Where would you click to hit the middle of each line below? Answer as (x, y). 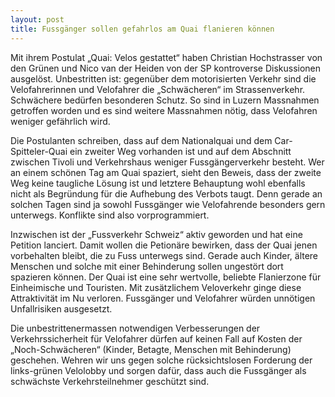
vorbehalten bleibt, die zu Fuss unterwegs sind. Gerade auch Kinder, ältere (164, 255)
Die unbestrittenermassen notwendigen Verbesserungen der (135, 328)
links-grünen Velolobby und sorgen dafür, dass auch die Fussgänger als (158, 370)
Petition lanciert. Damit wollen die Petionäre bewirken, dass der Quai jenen (164, 245)
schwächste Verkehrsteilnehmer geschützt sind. (110, 381)
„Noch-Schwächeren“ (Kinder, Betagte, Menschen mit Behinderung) (151, 349)
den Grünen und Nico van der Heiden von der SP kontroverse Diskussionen (166, 68)
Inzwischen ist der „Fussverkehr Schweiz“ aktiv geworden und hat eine (156, 234)
